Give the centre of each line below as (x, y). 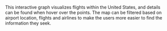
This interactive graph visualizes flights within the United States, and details (83, 7)
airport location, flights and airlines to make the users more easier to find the (84, 18)
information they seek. (28, 23)
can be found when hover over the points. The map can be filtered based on (83, 12)
